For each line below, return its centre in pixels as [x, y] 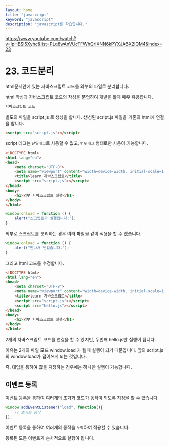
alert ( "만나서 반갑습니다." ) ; [42, 248]
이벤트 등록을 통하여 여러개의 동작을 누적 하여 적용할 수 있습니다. [68, 427]
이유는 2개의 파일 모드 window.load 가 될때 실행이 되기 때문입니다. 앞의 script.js [84, 350]
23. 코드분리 [30, 71]
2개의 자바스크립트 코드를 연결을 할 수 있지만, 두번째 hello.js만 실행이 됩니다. [80, 340]
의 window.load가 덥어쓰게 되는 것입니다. [46, 357]
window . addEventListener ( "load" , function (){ [54, 407]
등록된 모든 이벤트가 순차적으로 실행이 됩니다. [50, 438]
